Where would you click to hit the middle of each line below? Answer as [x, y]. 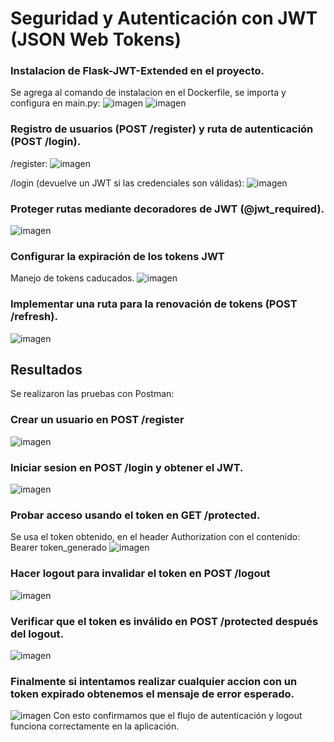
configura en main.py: [55, 103]
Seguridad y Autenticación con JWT [164, 18]
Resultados [46, 370]
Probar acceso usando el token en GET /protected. [135, 515]
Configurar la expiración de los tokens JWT [117, 256]
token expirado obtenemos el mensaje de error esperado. [152, 694]
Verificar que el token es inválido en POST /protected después [164, 621]
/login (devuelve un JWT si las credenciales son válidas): [127, 183]
